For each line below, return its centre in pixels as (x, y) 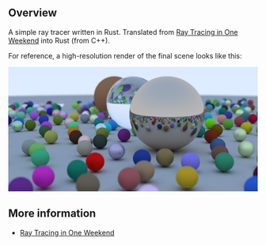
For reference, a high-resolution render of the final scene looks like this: (125, 55)
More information (52, 214)
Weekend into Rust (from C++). (59, 40)
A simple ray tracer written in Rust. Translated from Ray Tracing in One (123, 32)
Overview (33, 13)
